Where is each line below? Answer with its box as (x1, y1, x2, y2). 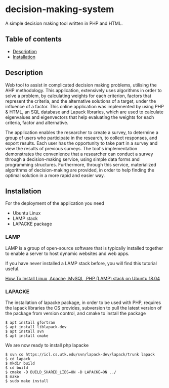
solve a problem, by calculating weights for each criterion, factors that (5, 93, 152, 99)
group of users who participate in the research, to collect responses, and (5, 135, 158, 141)
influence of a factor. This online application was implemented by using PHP (5, 103, 164, 109)
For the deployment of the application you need (5, 200, 105, 206)
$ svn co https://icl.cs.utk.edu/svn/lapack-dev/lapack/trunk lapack (5, 352, 155, 357)
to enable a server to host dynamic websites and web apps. (5, 250, 130, 256)
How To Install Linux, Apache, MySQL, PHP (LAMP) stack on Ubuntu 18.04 (5, 275, 160, 281)
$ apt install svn (5, 329, 44, 334)
